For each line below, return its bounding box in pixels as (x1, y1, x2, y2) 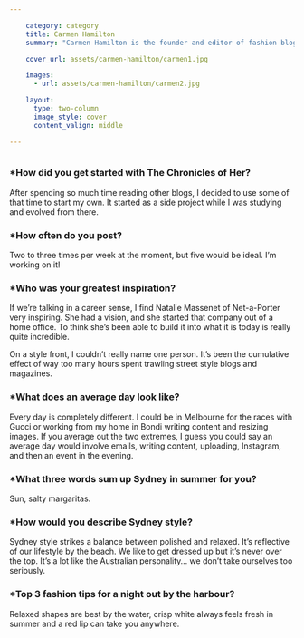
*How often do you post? (9, 228, 122, 241)
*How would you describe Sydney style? (9, 516, 193, 528)
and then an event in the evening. (9, 449, 134, 460)
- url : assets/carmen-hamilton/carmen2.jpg (33, 79, 201, 89)
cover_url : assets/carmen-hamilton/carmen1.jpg (25, 54, 208, 63)
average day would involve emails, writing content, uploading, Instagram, (9, 440, 282, 451)
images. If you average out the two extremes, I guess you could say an (9, 430, 273, 441)
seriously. (9, 565, 46, 576)
